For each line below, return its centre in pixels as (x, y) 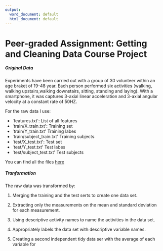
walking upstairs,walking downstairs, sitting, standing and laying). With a (79, 91)
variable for (24, 244)
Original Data (19, 68)
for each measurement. (36, 210)
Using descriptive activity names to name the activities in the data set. (83, 220)
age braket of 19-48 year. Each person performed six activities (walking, (79, 86)
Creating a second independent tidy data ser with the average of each (84, 239)
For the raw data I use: (28, 111)
